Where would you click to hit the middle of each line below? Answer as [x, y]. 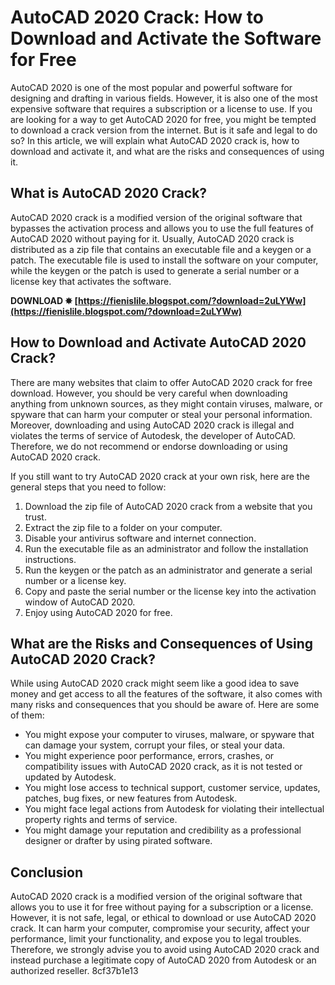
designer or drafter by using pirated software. [118, 841]
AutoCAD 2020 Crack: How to [137, 17]
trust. [35, 517]
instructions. [50, 559]
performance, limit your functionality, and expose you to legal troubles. [156, 939]
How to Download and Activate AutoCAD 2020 [158, 342]
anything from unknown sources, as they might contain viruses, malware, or [166, 403]
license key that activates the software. [91, 281]
